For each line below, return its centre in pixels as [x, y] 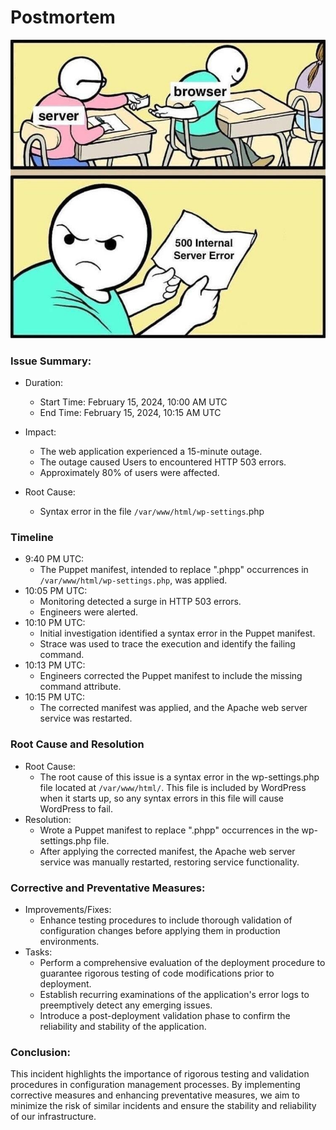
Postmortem [63, 17]
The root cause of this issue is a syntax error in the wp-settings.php [179, 777]
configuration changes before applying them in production [160, 930]
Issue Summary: [51, 361]
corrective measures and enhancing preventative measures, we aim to [155, 1095]
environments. [69, 941]
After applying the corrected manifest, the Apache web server [167, 851]
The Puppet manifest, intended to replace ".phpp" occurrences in [174, 570]
